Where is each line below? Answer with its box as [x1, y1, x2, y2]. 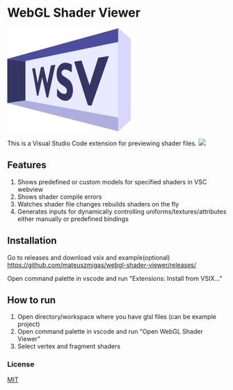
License [7, 359, 35, 369]
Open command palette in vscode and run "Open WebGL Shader [17, 327, 203, 336]
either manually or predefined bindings [17, 214, 129, 223]
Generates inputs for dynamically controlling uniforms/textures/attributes [17, 207, 227, 216]
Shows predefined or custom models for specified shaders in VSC [17, 177, 207, 186]
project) [17, 320, 40, 328]
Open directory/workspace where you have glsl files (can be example [17, 313, 217, 321]
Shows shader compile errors [17, 193, 102, 201]
